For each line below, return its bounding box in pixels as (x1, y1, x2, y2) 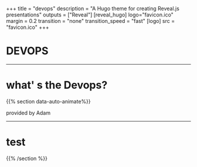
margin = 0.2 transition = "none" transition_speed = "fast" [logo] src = (6, 18, 175, 24)
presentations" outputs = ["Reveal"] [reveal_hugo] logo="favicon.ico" (6, 11, 174, 18)
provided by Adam (6, 109, 51, 116)
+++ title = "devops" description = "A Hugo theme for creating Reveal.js (6, 5, 180, 12)
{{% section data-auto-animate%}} (6, 98, 91, 105)
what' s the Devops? (6, 79, 108, 92)
